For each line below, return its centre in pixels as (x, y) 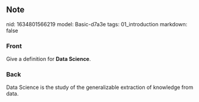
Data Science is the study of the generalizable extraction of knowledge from (100, 87)
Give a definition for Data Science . (49, 59)
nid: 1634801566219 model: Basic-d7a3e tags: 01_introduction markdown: (97, 24)
